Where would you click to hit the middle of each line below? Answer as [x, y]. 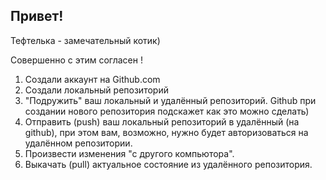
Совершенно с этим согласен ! [76, 60]
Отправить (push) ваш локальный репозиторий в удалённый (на [162, 121]
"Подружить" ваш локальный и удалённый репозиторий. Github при [170, 100]
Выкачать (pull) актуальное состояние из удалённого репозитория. [168, 164]
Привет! [37, 16]
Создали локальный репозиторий [96, 90]
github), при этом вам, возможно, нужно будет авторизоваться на [166, 132]
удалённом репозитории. [78, 143]
